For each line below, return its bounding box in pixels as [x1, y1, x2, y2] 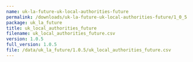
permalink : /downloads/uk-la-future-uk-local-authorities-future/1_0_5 [6, 14, 187, 20]
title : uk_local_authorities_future [6, 25, 97, 31]
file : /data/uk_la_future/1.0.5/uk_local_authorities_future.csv [6, 47, 171, 53]
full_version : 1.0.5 [6, 42, 58, 48]
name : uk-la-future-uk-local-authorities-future [6, 8, 129, 15]
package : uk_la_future [6, 19, 62, 25]
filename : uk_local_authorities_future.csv [6, 31, 116, 37]
